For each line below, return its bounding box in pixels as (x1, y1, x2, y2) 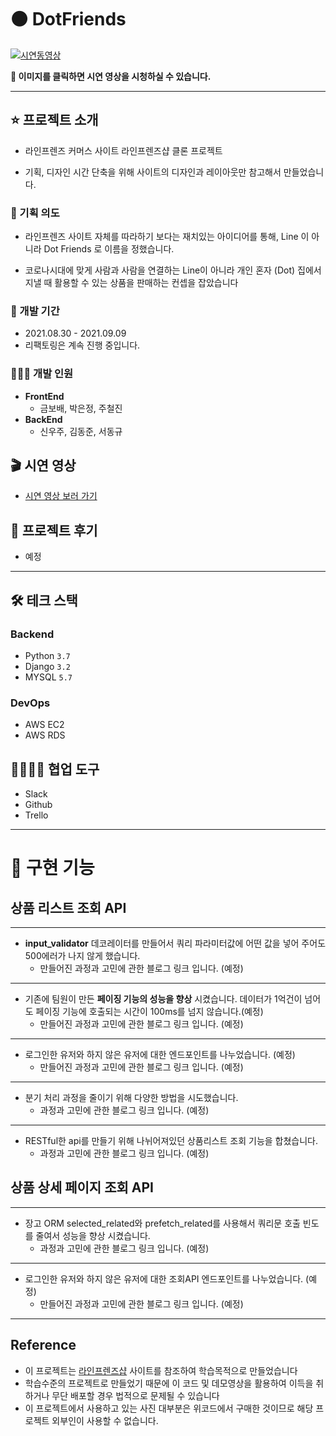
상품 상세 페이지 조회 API (10, 1179, 154, 1196)
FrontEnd (24, 390, 65, 402)
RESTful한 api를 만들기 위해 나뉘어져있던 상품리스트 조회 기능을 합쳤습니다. (24, 1135, 319, 1147)
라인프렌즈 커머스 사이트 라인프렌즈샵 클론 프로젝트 (24, 144, 223, 156)
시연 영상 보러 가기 (24, 490, 98, 502)
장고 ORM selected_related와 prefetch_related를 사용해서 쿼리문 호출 (24, 1217, 301, 1229)
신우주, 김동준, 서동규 (39, 425, 123, 437)
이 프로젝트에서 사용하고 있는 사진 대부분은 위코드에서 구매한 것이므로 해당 (24, 1402, 314, 1414)
